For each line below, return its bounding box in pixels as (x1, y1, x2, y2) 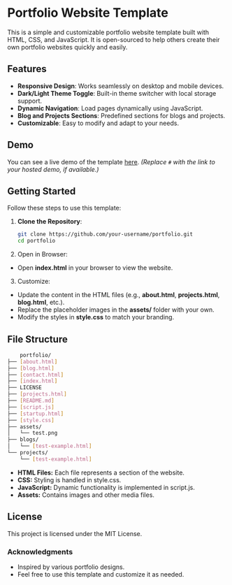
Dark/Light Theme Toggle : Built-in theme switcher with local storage (17, 89, 217, 97)
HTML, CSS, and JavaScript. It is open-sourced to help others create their (7, 35, 220, 43)
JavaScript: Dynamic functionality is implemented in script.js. (17, 483, 196, 491)
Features (7, 63, 47, 75)
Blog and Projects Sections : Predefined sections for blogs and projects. (17, 111, 226, 120)
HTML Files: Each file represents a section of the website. (17, 468, 185, 477)
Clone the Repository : (17, 217, 82, 226)
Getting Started (7, 185, 76, 197)
